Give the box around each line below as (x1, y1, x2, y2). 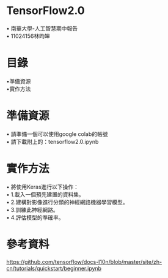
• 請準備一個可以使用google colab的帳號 (6, 130, 108, 138)
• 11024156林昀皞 (6, 32, 50, 40)
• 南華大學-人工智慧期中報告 (6, 24, 78, 32)
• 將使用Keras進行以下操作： (6, 183, 79, 190)
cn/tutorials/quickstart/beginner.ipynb (6, 265, 102, 272)
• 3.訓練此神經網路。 (6, 206, 59, 213)
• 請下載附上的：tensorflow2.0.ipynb (6, 138, 99, 145)
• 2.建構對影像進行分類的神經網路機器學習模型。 (6, 198, 128, 206)
